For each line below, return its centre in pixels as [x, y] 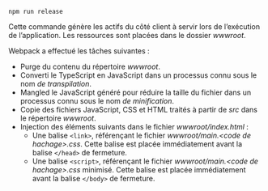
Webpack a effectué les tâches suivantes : [79, 51]
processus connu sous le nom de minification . [97, 101]
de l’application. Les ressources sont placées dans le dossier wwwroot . [127, 35]
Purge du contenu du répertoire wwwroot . [90, 66]
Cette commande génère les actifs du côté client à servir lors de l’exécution [134, 27]
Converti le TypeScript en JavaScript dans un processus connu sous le [138, 75]
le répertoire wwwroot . [58, 118]
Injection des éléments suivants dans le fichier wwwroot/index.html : [134, 127]
